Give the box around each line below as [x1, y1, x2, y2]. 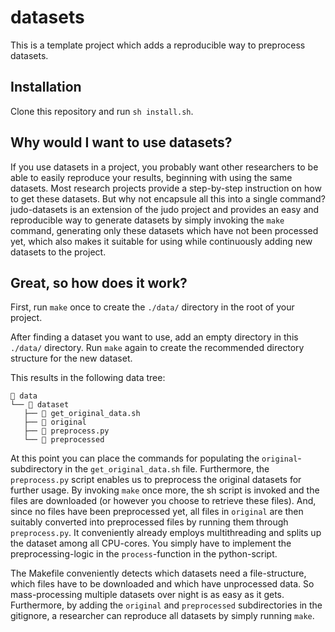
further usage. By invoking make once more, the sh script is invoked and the [10, 484, 320, 496]
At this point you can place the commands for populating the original [10, 452, 298, 465]
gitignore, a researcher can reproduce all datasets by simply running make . [10, 610, 315, 622]
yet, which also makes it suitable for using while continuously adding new [10, 235, 313, 247]
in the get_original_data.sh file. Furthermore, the [64, 463, 270, 475]
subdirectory [10, 463, 63, 475]
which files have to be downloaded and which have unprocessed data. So [10, 578, 315, 590]
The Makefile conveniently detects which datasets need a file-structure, [10, 567, 307, 580]
